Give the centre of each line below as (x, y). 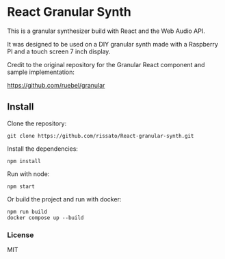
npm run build (27, 212)
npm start (21, 186)
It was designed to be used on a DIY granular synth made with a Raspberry (113, 44)
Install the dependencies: (43, 149)
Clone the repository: (37, 123)
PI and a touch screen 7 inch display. (59, 51)
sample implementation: (41, 72)
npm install (24, 161)
